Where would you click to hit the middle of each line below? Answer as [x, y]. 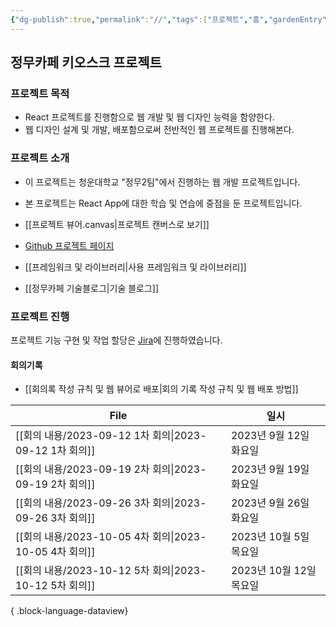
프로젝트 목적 [40, 93]
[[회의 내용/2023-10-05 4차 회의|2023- [111, 537]
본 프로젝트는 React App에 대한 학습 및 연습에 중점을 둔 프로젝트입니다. [163, 203]
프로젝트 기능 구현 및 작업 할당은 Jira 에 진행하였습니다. [116, 340]
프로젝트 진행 [40, 316]
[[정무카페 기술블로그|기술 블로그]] [92, 288]
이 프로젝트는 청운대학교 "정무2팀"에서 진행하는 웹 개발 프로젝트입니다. [162, 182]
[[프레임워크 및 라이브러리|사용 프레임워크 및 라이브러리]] [135, 267]
